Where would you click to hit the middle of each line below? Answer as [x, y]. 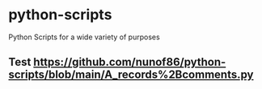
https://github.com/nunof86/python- [130, 62]
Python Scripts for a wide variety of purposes [84, 37]
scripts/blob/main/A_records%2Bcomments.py [131, 75]
